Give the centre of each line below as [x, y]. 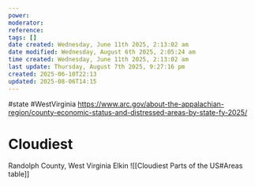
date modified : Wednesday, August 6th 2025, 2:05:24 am [102, 52]
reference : [26, 30]
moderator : [26, 23]
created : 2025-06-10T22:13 [52, 74]
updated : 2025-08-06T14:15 [52, 81]
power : [19, 15]
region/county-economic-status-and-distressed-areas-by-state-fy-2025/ [128, 112]
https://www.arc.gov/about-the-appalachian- [151, 104]
